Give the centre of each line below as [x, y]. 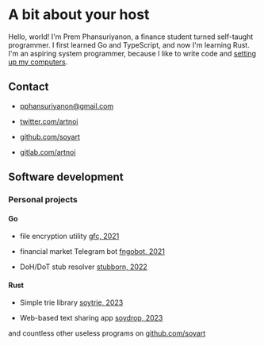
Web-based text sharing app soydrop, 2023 [91, 318]
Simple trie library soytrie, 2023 [71, 302]
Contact [29, 87]
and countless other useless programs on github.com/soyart [107, 333]
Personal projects [43, 200]
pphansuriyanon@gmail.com [67, 106]
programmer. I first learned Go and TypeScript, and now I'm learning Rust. [129, 44]
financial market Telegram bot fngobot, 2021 [92, 252]
